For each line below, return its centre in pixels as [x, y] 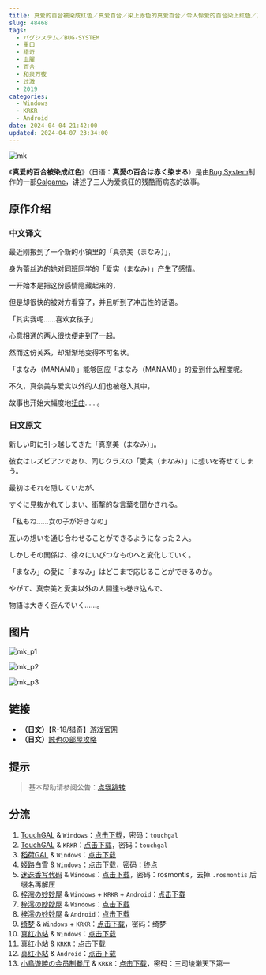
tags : [18, 30]
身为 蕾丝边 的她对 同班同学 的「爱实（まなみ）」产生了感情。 [104, 268]
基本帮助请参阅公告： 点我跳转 [77, 787]
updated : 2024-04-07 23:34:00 [59, 133]
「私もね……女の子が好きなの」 [60, 521]
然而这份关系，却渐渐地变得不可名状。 [71, 353]
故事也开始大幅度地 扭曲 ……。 [57, 403]
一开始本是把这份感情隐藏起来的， [64, 286]
